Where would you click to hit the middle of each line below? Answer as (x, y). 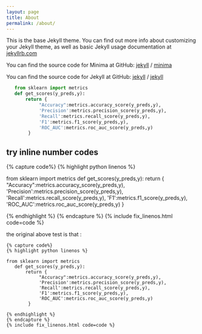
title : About (23, 18)
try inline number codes (52, 152)
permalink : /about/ (31, 23)
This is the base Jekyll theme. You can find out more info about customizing (101, 41)
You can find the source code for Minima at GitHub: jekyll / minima (89, 65)
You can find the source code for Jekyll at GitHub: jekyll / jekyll (85, 77)
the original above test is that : (44, 234)
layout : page (23, 12)
